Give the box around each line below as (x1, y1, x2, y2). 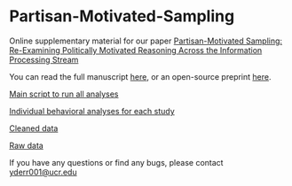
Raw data (9, 140, 44, 151)
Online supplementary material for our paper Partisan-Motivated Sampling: (9, 35, 282, 46)
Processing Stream (9, 54, 79, 65)
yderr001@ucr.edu (9, 167, 77, 177)
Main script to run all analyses (9, 89, 119, 99)
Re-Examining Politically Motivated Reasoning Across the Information (9, 44, 263, 55)
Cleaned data (9, 122, 59, 134)
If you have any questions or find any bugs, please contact (9, 157, 224, 167)
